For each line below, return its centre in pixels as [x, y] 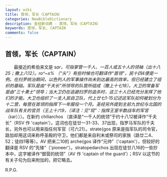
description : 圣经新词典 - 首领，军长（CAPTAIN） [53, 24]
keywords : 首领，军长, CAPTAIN [35, 28]
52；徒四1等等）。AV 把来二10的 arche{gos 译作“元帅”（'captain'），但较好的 [83, 141]
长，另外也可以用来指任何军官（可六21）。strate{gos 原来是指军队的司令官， [83, 129]
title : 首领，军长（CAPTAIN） [34, 14]
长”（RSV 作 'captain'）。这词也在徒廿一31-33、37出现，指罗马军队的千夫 [80, 122]
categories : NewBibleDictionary [38, 19]
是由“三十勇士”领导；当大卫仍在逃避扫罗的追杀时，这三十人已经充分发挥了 [81, 92]
